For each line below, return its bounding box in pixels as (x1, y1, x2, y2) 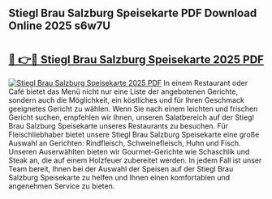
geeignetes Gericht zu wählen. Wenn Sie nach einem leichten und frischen (8, 104, 258, 113)
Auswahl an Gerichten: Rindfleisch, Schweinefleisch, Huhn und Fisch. (8, 138, 241, 148)
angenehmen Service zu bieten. (8, 181, 115, 191)
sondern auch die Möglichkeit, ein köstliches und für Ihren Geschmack (8, 95, 245, 104)
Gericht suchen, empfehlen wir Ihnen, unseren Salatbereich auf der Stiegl (8, 112, 254, 122)
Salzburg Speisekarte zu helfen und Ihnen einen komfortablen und (8, 173, 231, 182)
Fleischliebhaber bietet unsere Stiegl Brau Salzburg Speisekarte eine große (8, 129, 260, 139)
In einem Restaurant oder (163, 78, 248, 87)
